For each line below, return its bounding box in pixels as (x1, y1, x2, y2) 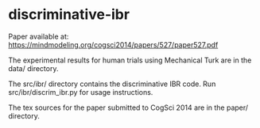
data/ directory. (8, 63, 59, 73)
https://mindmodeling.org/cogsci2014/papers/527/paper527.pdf (8, 40, 219, 49)
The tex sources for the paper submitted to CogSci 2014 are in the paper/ (8, 103, 249, 112)
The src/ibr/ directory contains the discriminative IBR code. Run (8, 79, 216, 88)
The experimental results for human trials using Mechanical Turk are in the (8, 55, 252, 65)
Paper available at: (8, 32, 69, 41)
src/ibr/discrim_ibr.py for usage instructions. (8, 87, 153, 96)
